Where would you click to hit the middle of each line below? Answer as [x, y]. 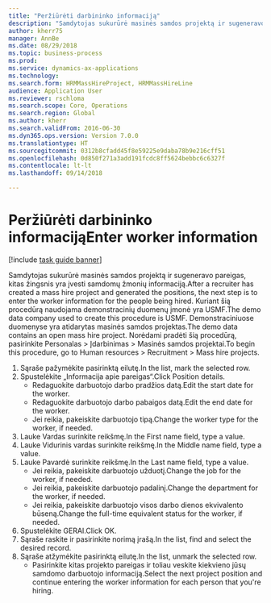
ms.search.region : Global [52, 114]
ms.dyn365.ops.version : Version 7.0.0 [73, 135]
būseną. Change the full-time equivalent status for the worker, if [138, 514]
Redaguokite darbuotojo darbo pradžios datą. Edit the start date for [143, 385]
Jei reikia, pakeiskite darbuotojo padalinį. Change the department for [145, 488]
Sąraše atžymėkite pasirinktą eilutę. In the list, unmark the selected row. [138, 556]
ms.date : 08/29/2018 [43, 46]
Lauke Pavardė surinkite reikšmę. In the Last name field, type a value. [134, 462]
